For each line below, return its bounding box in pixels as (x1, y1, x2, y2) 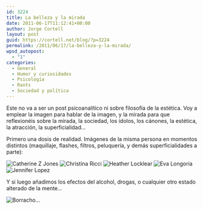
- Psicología (12, 76, 45, 82)
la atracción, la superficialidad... (6, 124, 86, 131)
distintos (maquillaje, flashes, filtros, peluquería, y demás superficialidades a (6, 142, 198, 149)
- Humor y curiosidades (12, 71, 72, 77)
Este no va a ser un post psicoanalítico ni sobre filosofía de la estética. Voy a (6, 104, 198, 111)
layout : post (6, 32, 39, 38)
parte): (6, 148, 23, 155)
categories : (6, 59, 36, 65)
